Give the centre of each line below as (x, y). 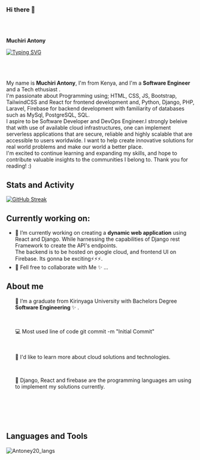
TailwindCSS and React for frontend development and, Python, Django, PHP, (100, 102)
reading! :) (19, 166)
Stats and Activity (40, 185)
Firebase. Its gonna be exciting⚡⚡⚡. (59, 258)
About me (25, 287)
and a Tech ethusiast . (34, 89)
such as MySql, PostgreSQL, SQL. (48, 115)
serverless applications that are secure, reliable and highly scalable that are (99, 134)
